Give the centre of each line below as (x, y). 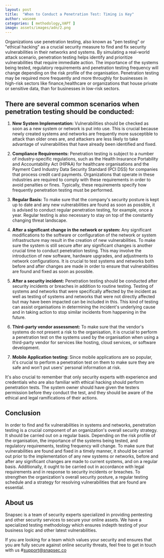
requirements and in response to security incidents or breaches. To (73, 472)
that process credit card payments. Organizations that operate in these (83, 174)
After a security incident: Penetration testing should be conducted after (85, 281)
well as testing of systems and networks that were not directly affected (83, 296)
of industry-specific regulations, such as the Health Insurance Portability (85, 159)
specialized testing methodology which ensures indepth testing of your (76, 525)
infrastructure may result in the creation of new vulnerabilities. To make (84, 240)
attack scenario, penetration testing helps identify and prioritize (69, 57)
